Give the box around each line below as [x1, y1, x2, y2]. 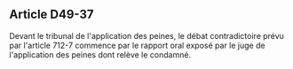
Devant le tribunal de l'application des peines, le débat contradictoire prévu [9, 30, 284, 41]
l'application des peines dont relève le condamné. [9, 49, 192, 60]
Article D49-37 [9, 7, 95, 22]
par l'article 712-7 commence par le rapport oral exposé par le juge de [9, 40, 265, 50]
